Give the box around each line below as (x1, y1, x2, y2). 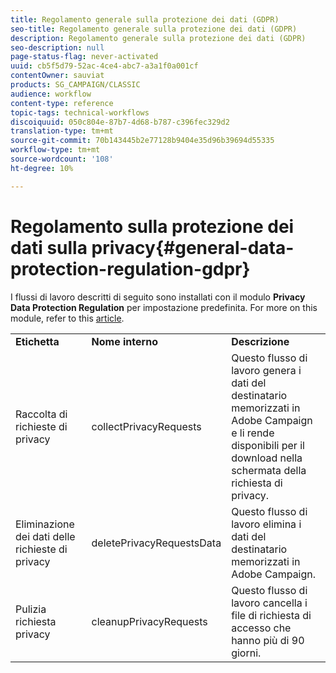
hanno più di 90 (231, 633, 305, 647)
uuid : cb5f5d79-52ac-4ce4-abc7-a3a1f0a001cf (10, 61, 199, 71)
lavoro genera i (231, 363, 302, 377)
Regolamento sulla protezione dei (10, 215, 295, 238)
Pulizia (15, 602, 47, 616)
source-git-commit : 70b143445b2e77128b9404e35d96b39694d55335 (10, 136, 275, 146)
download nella (231, 451, 303, 465)
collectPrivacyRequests (91, 419, 202, 433)
